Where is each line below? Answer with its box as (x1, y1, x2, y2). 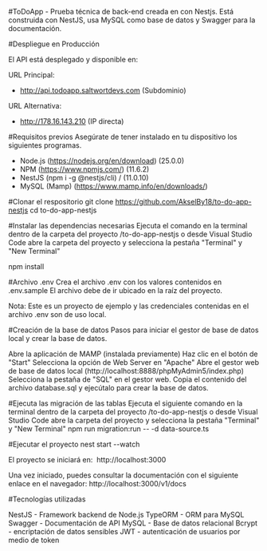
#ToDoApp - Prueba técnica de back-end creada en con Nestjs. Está (8, 7, 234, 16)
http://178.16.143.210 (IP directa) (19, 117, 124, 126)
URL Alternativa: (8, 101, 62, 110)
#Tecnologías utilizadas (8, 494, 86, 504)
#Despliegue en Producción (8, 39, 100, 49)
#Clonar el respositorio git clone (8, 197, 114, 206)
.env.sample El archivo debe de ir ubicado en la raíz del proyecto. (8, 286, 223, 295)
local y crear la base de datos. (8, 334, 108, 343)
